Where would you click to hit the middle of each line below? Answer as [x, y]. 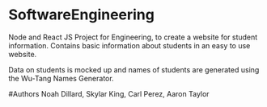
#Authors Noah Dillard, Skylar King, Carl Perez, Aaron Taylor [109, 93]
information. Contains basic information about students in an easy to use [129, 45]
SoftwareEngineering [82, 15]
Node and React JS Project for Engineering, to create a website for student [133, 37]
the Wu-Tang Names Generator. [61, 78]
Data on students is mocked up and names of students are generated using [134, 69]
